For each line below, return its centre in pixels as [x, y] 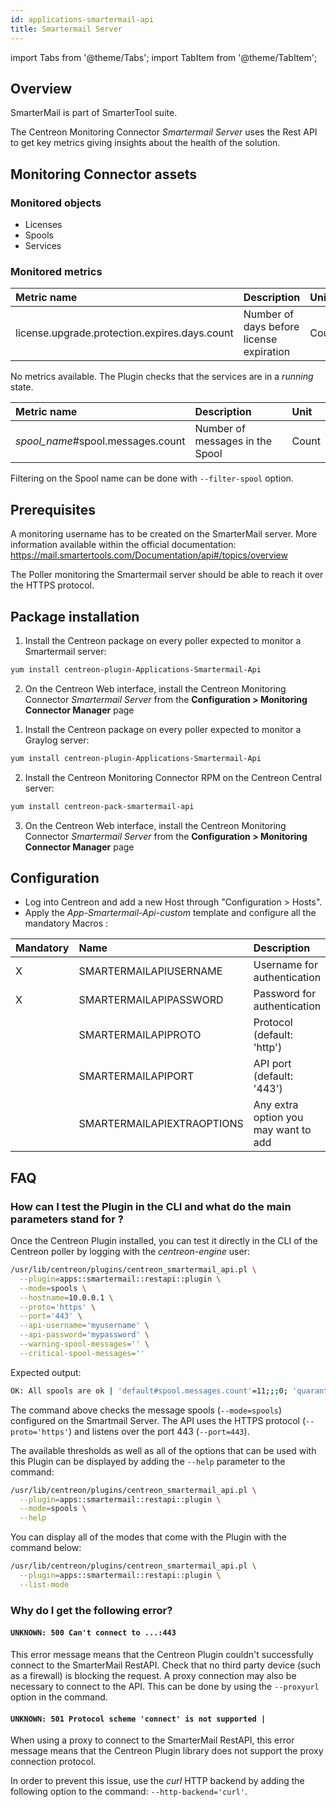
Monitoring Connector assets [104, 174]
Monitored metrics [56, 271]
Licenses [43, 224]
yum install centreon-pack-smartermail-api [102, 806]
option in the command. [59, 1697]
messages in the [233, 441]
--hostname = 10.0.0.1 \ [66, 1297]
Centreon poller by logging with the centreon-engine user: [130, 1252]
